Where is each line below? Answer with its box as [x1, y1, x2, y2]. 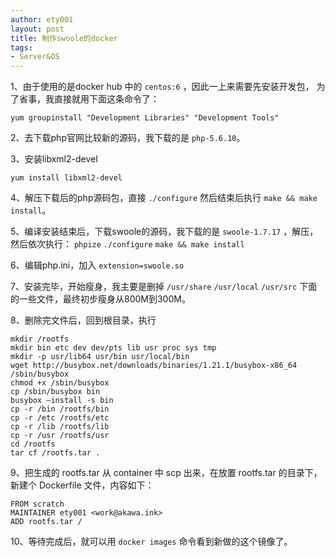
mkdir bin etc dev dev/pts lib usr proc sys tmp [10, 343, 217, 353]
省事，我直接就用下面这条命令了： [18, 93, 160, 105]
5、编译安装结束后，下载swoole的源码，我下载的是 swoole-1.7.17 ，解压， [10, 226, 319, 238]
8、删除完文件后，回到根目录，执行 [10, 314, 157, 326]
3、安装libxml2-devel [10, 153, 98, 165]
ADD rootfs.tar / [10, 517, 83, 527]
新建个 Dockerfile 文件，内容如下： [10, 479, 155, 491]
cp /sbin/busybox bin [10, 387, 101, 397]
